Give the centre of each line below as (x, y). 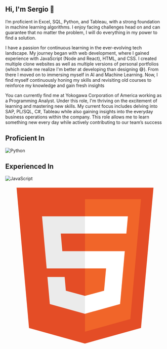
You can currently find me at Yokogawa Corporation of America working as (83, 95)
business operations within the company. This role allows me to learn (77, 117)
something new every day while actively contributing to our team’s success (83, 122)
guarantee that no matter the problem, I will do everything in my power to (81, 32)
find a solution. (21, 38)
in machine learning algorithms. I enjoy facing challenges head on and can (83, 27)
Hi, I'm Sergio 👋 (30, 9)
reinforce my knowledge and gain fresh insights (55, 85)
